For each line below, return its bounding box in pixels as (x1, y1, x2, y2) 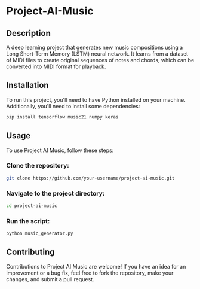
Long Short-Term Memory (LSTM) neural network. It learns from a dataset (6, 50, 189, 57)
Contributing (6, 247, 55, 257)
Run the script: (6, 217, 50, 225)
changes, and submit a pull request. (6, 275, 94, 282)
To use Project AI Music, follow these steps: (6, 147, 114, 154)
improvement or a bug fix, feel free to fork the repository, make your (6, 269, 174, 276)
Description (6, 28, 51, 38)
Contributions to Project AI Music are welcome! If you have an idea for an (6, 263, 186, 270)
